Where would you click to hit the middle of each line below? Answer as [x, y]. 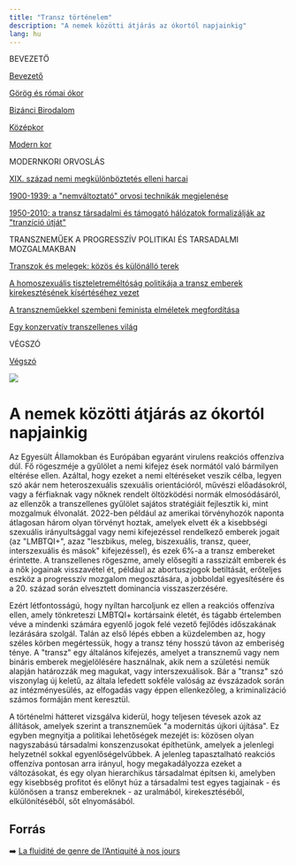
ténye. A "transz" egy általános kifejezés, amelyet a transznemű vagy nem [144, 653]
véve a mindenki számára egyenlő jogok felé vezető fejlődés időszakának [143, 624]
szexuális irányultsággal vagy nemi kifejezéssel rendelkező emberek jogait [144, 532]
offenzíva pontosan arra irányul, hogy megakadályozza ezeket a [125, 764]
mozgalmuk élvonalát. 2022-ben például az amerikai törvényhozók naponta [147, 513]
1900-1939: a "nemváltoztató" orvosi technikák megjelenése [119, 196]
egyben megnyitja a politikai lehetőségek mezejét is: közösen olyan [132, 736]
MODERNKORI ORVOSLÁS [57, 162]
